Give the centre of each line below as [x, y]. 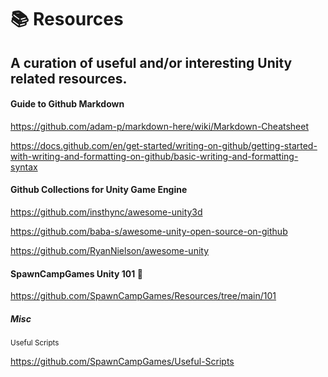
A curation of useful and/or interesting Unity [151, 62]
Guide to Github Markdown [67, 104]
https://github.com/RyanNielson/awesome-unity [110, 250]
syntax [24, 167]
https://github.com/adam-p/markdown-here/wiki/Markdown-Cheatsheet [160, 126]
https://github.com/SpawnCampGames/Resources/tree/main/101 [143, 296]
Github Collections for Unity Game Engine [99, 190]
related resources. [69, 78]
